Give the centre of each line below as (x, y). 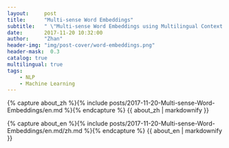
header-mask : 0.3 (33, 52)
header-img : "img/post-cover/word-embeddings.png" (81, 45)
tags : (15, 71)
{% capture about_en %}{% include (58, 123)
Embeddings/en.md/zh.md (45, 131)
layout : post (32, 13)
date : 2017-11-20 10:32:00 (55, 33)
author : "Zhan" (35, 39)
